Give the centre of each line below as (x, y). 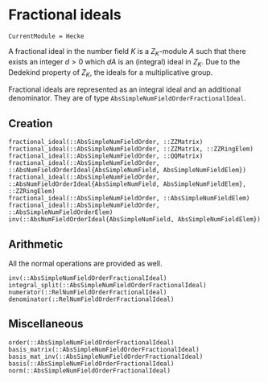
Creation (31, 124)
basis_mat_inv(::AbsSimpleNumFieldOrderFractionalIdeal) (106, 356)
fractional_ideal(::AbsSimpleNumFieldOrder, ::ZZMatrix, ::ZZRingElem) (131, 149)
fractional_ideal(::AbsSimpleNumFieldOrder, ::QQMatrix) (106, 156)
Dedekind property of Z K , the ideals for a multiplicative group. (111, 73)
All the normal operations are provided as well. (85, 263)
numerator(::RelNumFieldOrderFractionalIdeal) (88, 292)
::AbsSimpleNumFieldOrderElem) (61, 212)
